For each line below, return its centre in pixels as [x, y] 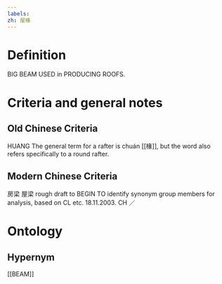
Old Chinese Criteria [53, 129]
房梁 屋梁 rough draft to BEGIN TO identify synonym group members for [111, 194]
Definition [37, 55]
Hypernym [31, 257]
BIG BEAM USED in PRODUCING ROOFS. [66, 74]
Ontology [35, 231]
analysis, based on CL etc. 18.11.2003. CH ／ [71, 203]
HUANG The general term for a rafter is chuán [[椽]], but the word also [109, 146]
